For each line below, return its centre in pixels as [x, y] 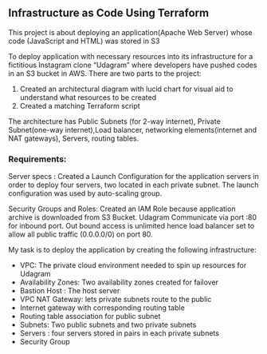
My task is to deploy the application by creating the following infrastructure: [132, 250]
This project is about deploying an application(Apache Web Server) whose [130, 32]
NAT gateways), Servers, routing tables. [74, 138]
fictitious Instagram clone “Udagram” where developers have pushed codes [133, 65]
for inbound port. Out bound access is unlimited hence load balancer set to [132, 226]
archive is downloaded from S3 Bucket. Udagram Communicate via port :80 [133, 217]
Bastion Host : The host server [70, 291]
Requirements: [37, 159]
